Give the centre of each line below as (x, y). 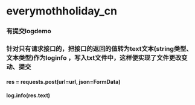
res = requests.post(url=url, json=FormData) (63, 81)
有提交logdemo (29, 31)
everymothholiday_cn (62, 11)
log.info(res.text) (28, 95)
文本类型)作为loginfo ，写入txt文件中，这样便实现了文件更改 (94, 58)
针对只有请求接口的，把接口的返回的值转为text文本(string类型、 (99, 49)
